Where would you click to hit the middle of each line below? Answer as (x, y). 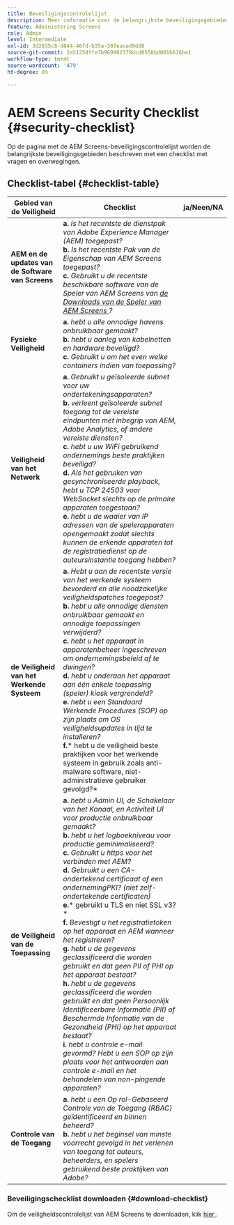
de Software (31, 271)
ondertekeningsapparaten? (107, 395)
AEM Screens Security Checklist (103, 113)
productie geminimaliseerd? (108, 844)
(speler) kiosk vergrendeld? (108, 693)
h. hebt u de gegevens (99, 984)
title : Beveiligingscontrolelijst (57, 14)
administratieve (88, 780)
